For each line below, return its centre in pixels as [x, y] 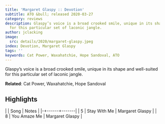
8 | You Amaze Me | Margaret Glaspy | [44, 116]
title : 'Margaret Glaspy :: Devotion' [45, 10]
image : [12, 37]
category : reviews [24, 19]
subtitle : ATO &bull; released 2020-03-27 [49, 14]
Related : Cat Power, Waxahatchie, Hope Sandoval [55, 84]
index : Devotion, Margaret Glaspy [41, 46]
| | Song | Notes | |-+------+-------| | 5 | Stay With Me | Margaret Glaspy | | [81, 111]
